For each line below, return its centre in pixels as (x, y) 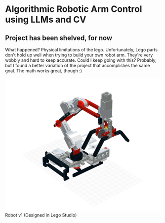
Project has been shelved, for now (59, 38)
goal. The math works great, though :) (44, 71)
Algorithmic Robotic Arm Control (74, 9)
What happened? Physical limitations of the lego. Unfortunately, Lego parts (82, 50)
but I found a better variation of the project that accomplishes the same (78, 66)
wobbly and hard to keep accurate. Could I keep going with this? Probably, (81, 60)
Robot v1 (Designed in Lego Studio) (41, 215)
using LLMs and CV (46, 20)
